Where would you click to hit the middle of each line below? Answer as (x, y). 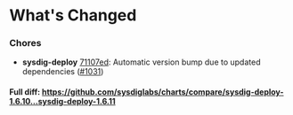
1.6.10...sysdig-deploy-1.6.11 (62, 102)
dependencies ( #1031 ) (63, 72)
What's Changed (73, 15)
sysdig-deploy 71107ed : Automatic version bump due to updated (141, 62)
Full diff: (25, 92)
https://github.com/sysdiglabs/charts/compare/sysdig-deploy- (163, 92)
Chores (25, 43)
